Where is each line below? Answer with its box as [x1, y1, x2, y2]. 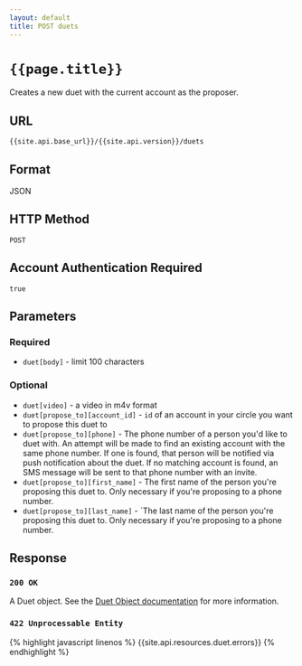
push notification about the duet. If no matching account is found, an [22, 457, 278, 468]
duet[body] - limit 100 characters [22, 356, 145, 367]
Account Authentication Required [9, 260, 203, 276]
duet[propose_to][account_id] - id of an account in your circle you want [22, 408, 294, 420]
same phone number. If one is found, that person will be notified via [22, 447, 275, 458]
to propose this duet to [22, 418, 108, 429]
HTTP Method [9, 211, 90, 227]
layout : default [9, 13, 71, 23]
